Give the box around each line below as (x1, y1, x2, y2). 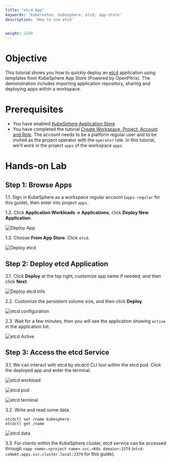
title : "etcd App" (5, 7, 44, 13)
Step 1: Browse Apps (5, 180, 72, 189)
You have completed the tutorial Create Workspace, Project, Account (12, 126, 158, 132)
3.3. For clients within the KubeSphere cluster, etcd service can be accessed (5, 440, 166, 446)
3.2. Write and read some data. (5, 407, 70, 413)
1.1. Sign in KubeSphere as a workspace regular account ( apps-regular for (5, 194, 161, 200)
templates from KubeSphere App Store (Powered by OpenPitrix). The (5, 75, 151, 81)
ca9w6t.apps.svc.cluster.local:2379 (5, 452, 83, 457)
